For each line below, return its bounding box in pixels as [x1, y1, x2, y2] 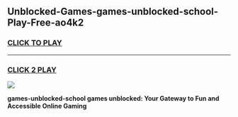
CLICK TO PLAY [7, 38, 62, 48]
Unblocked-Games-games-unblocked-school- [7, 6, 218, 18]
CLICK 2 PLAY [7, 65, 57, 74]
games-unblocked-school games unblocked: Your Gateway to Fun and [7, 94, 220, 102]
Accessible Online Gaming [7, 101, 87, 110]
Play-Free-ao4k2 [7, 17, 84, 29]
